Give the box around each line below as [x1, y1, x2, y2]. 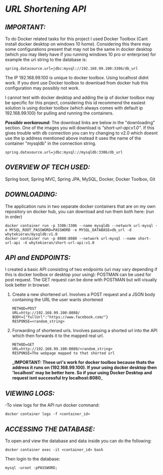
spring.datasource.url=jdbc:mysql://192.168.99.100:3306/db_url [5, 66, 138, 71]
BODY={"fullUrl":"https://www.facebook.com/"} [12, 315, 109, 320]
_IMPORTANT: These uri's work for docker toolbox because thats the [12, 360, 155, 365]
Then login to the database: [5, 456, 60, 462]
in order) [5, 214, 23, 220]
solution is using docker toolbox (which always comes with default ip [5, 105, 143, 111]
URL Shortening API [5, 3, 87, 15]
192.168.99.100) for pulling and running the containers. [5, 110, 114, 116]
